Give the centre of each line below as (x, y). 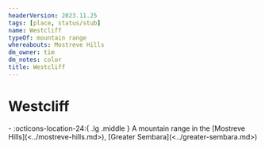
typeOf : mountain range (48, 38)
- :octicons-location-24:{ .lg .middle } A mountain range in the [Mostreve (127, 128)
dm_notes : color (35, 60)
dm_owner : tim (32, 52)
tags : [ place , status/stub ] (55, 23)
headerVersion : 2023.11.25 (53, 15)
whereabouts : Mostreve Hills (56, 45)
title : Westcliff (37, 67)
